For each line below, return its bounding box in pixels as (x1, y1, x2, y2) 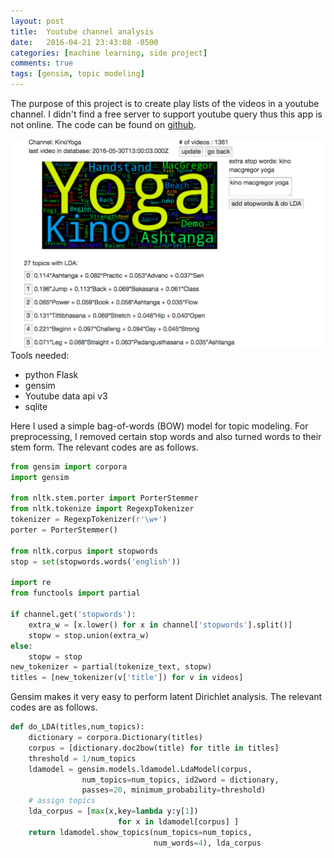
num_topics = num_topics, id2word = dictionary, (81, 775, 280, 785)
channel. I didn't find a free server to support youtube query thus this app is (10, 108, 323, 120)
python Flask (24, 368, 79, 380)
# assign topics (28, 796, 97, 806)
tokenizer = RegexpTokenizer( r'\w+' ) (10, 515, 168, 525)
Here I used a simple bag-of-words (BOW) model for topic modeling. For (10, 420, 309, 432)
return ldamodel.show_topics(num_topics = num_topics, (28, 827, 253, 837)
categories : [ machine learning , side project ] (10, 48, 208, 58)
